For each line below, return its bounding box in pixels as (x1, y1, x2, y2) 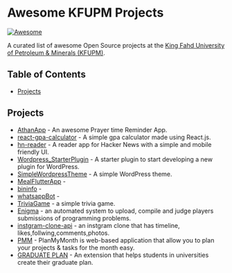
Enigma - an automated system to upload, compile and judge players (17, 206, 214, 215)
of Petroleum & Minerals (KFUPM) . (7, 49, 105, 57)
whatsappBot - (17, 192, 60, 200)
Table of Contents (7, 69, 87, 80)
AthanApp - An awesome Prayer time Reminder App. (17, 125, 168, 134)
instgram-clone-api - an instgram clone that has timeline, (17, 221, 180, 229)
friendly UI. (17, 148, 50, 156)
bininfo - (17, 184, 42, 193)
